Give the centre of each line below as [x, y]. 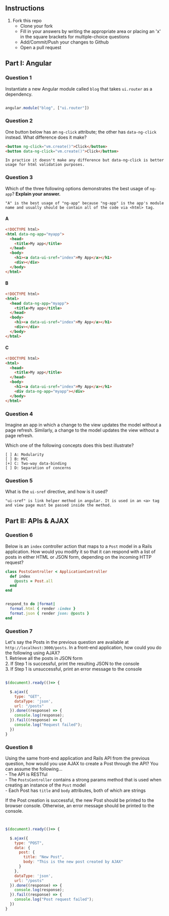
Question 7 [19, 631]
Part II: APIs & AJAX [37, 521]
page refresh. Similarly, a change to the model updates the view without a [82, 430]
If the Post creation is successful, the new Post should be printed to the [80, 800]
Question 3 [19, 178]
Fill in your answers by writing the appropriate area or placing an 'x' [90, 31]
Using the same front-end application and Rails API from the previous [77, 758]
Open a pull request [41, 47]
